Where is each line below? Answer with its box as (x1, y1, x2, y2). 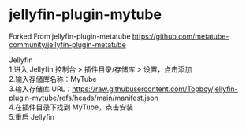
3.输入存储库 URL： (9, 84, 73, 94)
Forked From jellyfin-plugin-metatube (9, 31, 131, 41)
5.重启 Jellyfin (9, 112, 54, 121)
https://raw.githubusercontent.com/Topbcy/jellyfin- (71, 84, 239, 94)
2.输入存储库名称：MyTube (9, 74, 97, 83)
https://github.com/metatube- (132, 31, 229, 41)
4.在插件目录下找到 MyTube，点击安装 (9, 102, 133, 112)
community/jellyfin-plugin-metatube (9, 39, 127, 49)
